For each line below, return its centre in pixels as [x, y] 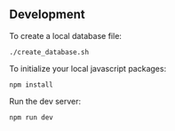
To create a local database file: [66, 35]
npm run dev [31, 117]
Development [48, 15]
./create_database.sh [49, 52]
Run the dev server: [45, 101]
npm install [31, 85]
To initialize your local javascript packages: [88, 68]
